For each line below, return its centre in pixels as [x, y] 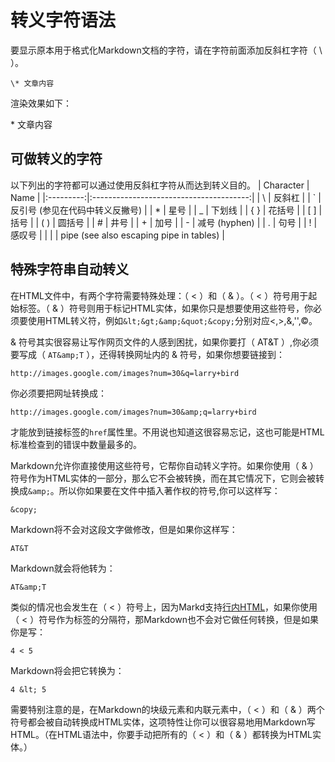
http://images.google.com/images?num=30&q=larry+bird [125, 373]
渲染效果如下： [41, 103]
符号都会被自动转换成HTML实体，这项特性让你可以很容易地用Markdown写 [163, 722]
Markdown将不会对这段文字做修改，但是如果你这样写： [124, 529]
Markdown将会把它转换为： [67, 670]
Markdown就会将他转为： [63, 568]
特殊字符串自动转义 [69, 269]
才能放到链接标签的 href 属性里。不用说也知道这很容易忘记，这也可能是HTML [167, 432]
